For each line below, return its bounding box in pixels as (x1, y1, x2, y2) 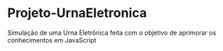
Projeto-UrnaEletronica (7, 5, 147, 21)
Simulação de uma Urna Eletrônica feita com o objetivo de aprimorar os (7, 28, 217, 37)
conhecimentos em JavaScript (7, 35, 97, 44)
